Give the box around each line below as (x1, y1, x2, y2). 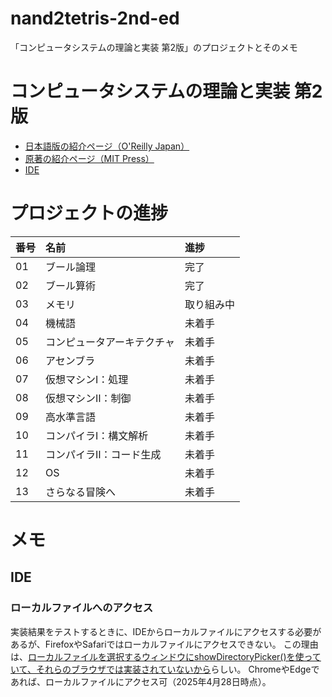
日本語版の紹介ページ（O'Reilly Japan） (24, 140, 190, 152)
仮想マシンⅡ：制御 (45, 391, 132, 405)
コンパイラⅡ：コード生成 (45, 447, 162, 461)
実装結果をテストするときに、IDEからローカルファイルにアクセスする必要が (10, 625, 322, 637)
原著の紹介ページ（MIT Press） (24, 152, 155, 164)
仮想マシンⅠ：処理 (45, 372, 129, 386)
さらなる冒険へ (45, 485, 117, 499)
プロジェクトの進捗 (10, 202, 169, 225)
